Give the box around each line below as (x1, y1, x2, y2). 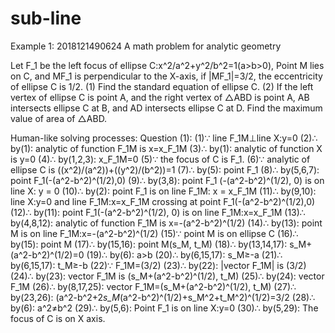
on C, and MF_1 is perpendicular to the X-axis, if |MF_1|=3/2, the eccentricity (10, 70, 323, 82)
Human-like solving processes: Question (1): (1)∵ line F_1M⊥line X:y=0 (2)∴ (10, 132, 318, 144)
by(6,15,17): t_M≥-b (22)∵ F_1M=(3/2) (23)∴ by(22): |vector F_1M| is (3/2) (10, 259, 307, 271)
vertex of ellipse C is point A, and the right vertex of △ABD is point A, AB (10, 91, 310, 103)
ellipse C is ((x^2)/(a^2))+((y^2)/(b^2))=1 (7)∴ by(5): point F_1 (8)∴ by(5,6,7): (10, 163, 320, 176)
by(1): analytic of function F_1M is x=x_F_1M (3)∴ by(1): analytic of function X (10, 142, 323, 154)
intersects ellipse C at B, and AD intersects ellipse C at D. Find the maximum (10, 102, 323, 114)
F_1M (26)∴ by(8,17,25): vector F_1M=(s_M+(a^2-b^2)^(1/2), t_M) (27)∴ (10, 280, 297, 292)
